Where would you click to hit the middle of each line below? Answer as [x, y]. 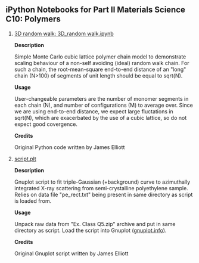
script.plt [25, 159]
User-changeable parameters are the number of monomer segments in [101, 98]
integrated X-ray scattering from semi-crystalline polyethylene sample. [101, 188]
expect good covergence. [46, 124]
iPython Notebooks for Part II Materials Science [96, 10]
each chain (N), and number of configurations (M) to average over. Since [103, 105]
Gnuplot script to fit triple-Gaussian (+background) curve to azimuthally [102, 182]
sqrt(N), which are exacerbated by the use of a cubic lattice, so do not [100, 117]
